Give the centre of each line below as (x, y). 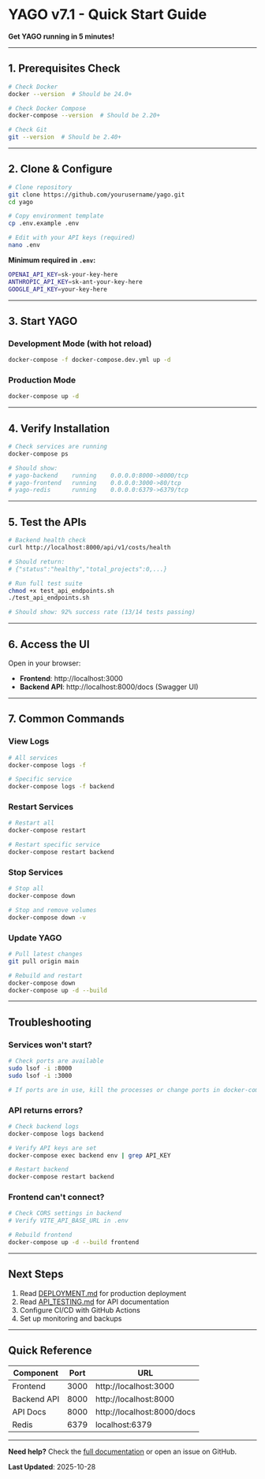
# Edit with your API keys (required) (72, 238)
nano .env (24, 245)
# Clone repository (40, 187)
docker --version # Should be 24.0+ (70, 94)
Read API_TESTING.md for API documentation (94, 1302)
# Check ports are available (56, 1061)
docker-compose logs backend (56, 1134)
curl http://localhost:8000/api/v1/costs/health (90, 548)
